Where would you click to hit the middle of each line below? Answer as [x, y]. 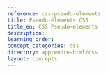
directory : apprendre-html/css [53, 53]
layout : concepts [32, 59]
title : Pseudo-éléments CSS [48, 20]
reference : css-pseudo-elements [54, 14]
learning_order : [31, 40]
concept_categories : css [43, 46]
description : [26, 33]
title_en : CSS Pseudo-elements [53, 26]
